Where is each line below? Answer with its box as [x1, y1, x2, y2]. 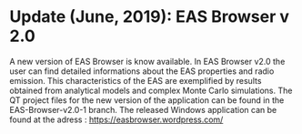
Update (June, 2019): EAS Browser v [9, 6, 289, 27]
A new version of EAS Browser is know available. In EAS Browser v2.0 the [9, 56, 286, 67]
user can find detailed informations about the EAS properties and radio [9, 66, 275, 77]
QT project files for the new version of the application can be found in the [9, 94, 285, 106]
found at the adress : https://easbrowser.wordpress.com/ [9, 114, 224, 125]
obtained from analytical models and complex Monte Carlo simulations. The [9, 85, 293, 96]
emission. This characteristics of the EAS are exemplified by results [9, 75, 262, 86]
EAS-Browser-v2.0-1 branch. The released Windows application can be [9, 104, 277, 115]
